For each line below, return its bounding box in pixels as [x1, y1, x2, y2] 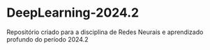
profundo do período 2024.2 [6, 35, 89, 43]
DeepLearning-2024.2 [6, 5, 140, 21]
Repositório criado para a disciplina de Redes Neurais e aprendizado [6, 28, 204, 36]
